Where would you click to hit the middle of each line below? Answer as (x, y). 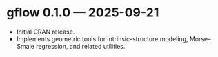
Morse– (200, 38)
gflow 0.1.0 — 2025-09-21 (83, 13)
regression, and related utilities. (81, 46)
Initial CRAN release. (46, 32)
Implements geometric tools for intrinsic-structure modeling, (102, 38)
